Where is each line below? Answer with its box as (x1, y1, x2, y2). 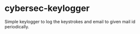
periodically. (4, 23, 30, 29)
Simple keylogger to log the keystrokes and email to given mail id (4, 19, 136, 24)
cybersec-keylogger (4, 3, 90, 14)
